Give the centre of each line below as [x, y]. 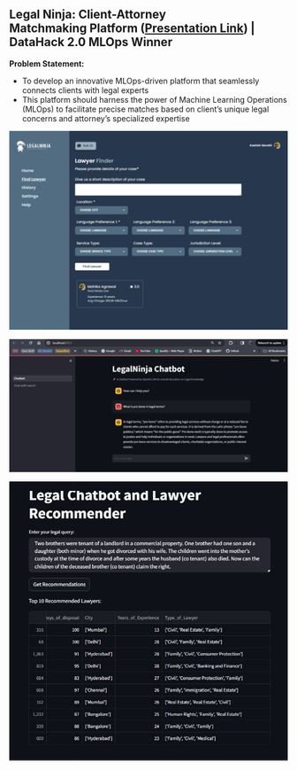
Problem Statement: [47, 63]
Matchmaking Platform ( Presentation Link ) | [132, 29]
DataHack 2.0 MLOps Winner [91, 42]
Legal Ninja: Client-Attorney [88, 15]
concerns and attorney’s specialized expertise [106, 118]
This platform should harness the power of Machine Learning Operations [154, 99]
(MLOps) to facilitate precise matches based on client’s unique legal [145, 109]
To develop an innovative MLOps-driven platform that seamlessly [141, 81]
